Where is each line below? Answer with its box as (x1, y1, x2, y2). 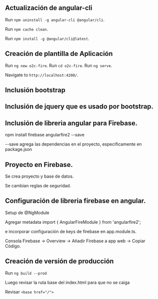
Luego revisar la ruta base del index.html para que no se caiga (5, 279, 130, 285)
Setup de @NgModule (5, 210, 50, 216)
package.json (5, 147, 33, 152)
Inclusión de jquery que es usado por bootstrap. (5, 102, 154, 111)
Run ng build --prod (5, 270, 47, 276)
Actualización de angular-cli (5, 4, 92, 12)
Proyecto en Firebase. (5, 160, 73, 169)
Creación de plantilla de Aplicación (5, 50, 113, 58)
